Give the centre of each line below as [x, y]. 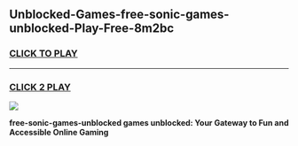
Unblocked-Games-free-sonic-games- [119, 15]
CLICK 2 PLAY [40, 87]
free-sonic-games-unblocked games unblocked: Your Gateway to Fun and [149, 122]
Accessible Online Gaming [59, 132]
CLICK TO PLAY [43, 54]
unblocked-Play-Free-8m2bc [92, 29]
